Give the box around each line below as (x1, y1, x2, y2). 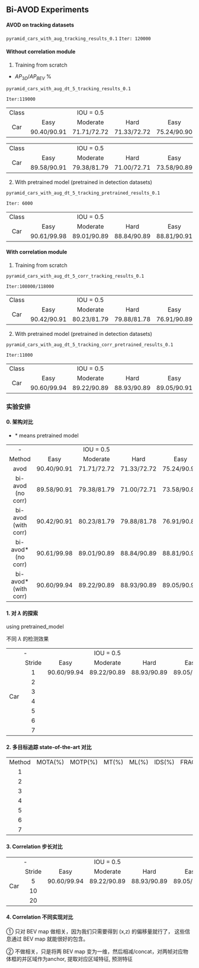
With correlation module (6, 249, 68, 256)
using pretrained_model (6, 623, 64, 630)
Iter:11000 (6, 352, 33, 358)
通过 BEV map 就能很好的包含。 (11, 935, 89, 942)
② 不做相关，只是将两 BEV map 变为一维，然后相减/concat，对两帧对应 (6, 948, 184, 955)
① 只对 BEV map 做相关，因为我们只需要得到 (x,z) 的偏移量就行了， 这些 (6, 928, 185, 935)
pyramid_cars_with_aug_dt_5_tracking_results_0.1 (6, 85, 131, 91)
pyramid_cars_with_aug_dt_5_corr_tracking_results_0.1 (6, 273, 145, 279)
